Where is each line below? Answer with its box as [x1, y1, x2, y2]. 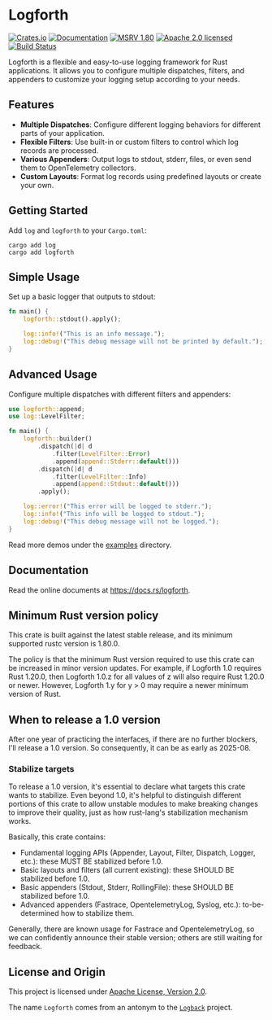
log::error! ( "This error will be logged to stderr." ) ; [23, 502, 213, 510]
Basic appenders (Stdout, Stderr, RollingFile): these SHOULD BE [19, 882, 234, 892]
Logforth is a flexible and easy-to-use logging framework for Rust [8, 57, 228, 67]
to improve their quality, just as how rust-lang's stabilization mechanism [8, 808, 248, 817]
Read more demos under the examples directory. [8, 540, 172, 549]
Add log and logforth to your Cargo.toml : [8, 225, 147, 235]
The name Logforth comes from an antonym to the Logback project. [8, 1003, 233, 1013]
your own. [19, 180, 54, 190]
